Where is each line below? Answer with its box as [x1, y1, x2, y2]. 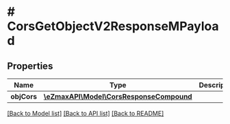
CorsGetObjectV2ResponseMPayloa [7, 18, 219, 34]
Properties [7, 60, 53, 72]
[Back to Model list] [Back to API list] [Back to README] [7, 110, 164, 117]
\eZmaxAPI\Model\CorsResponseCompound [43, 92, 193, 101]
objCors [10, 92, 38, 101]
